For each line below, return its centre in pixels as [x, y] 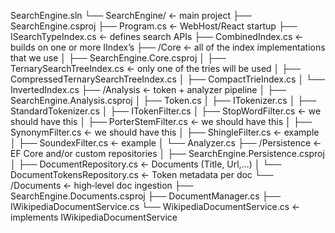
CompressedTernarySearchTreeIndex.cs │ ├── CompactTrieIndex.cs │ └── [167, 79]
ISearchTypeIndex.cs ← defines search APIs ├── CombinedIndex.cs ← [157, 36]
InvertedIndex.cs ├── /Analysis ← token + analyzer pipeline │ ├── [148, 89]
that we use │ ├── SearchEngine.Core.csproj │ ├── [118, 58]
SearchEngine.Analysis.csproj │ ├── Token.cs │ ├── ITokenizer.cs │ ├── [163, 100]
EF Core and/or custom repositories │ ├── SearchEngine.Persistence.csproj [167, 153]
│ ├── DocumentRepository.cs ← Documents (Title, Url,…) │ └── [146, 164]
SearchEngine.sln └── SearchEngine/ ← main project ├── [131, 15]
